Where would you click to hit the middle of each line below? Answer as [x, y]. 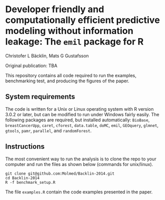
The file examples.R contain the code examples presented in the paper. [79, 192]
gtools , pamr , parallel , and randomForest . [48, 130]
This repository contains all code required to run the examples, [71, 75]
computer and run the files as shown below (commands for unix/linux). [79, 164]
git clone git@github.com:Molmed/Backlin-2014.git [60, 174]
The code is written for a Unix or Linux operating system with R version [79, 109]
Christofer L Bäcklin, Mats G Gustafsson [47, 56]
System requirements [40, 97]
